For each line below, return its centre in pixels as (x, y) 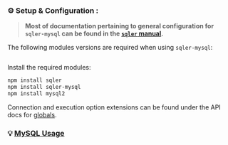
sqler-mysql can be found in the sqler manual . (94, 33)
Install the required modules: (49, 68)
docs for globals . (32, 114)
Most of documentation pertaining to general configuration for (119, 26)
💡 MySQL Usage (36, 133)
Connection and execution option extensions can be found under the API (114, 107)
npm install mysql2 (36, 94)
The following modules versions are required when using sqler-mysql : (110, 48)
